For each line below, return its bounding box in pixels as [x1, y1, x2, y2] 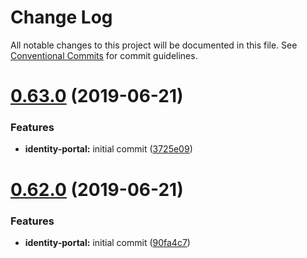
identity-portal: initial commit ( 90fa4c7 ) [24, 236, 191, 248]
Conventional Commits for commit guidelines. [10, 49, 198, 61]
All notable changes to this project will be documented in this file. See [10, 39, 298, 51]
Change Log [10, 6, 113, 29]
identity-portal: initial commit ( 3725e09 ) [24, 143, 193, 155]
